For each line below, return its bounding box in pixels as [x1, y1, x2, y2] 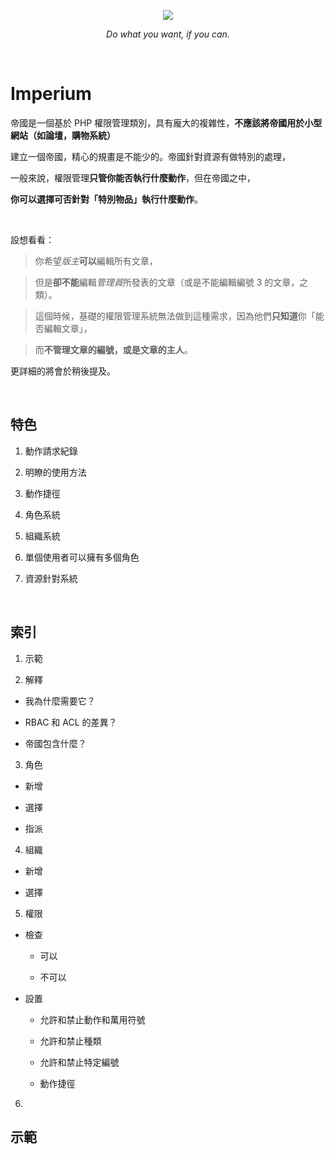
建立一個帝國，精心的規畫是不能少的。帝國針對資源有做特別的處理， [10, 150, 291, 162]
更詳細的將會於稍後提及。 [10, 365, 116, 377]
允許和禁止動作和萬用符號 [39, 1013, 146, 1025]
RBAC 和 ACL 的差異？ [24, 716, 118, 728]
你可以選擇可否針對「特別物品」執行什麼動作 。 [10, 193, 203, 205]
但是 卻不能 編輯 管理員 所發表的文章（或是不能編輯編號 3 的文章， [34, 276, 300, 288]
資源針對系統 [24, 572, 78, 584]
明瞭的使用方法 [24, 466, 87, 478]
